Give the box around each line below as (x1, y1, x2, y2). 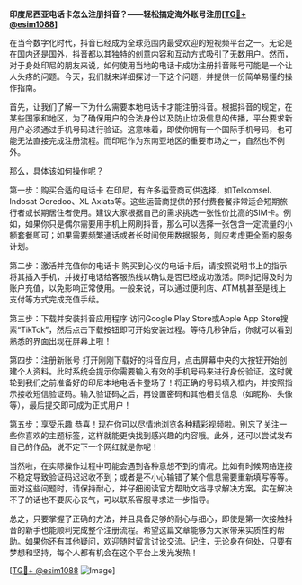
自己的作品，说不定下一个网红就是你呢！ (9, 441, 159, 452)
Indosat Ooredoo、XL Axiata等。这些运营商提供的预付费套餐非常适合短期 (9, 196, 280, 206)
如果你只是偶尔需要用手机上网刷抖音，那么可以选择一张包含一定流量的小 (24, 219, 293, 229)
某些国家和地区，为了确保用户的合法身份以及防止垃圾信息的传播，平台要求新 (9, 112, 293, 123)
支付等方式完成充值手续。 (9, 294, 104, 304)
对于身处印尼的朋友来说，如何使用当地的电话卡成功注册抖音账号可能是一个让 (9, 60, 293, 70)
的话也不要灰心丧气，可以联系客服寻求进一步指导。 (24, 494, 214, 505)
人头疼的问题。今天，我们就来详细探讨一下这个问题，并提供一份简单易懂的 (9, 71, 285, 82)
